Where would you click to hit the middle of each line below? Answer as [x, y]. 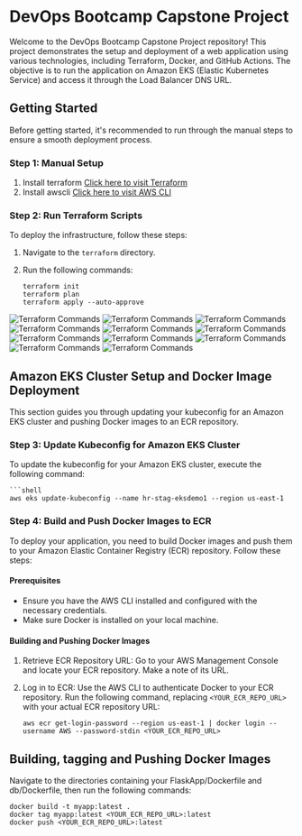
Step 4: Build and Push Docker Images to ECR [110, 521]
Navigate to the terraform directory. [89, 253]
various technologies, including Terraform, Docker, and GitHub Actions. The [150, 60]
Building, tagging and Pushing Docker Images [140, 759]
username [39, 731]
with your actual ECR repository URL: [91, 707]
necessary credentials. [65, 610]
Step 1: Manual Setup [56, 162]
